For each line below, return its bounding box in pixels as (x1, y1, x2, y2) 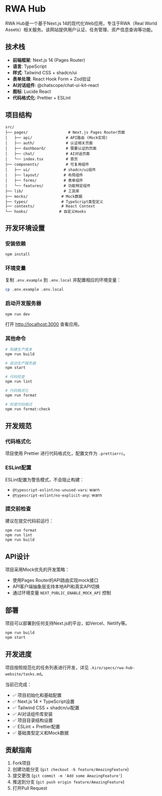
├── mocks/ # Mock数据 (5, 194, 83, 199)
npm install (5, 252, 30, 257)
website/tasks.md (5, 671, 42, 676)
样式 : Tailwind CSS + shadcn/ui (12, 69, 77, 75)
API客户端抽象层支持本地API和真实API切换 (12, 583, 100, 589)
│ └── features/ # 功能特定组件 (5, 183, 91, 188)
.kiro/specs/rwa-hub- (89, 665, 135, 670)
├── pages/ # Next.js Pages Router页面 (5, 130, 125, 135)
